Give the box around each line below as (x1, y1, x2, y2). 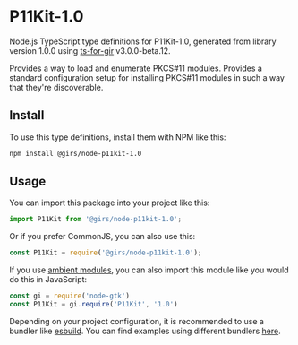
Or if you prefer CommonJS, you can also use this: (9, 231, 196, 242)
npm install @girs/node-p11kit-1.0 (9, 149, 142, 158)
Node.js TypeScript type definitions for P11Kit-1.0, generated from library (9, 36, 277, 47)
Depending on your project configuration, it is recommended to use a (9, 315, 264, 326)
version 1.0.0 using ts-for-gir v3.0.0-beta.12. (9, 45, 171, 56)
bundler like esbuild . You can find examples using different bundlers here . (9, 325, 282, 336)
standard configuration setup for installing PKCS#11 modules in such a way (9, 72, 285, 82)
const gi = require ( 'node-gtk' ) (9, 291, 130, 301)
